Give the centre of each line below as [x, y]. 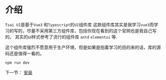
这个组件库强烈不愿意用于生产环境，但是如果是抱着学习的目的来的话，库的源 [83, 47]
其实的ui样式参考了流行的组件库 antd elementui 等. [66, 37]
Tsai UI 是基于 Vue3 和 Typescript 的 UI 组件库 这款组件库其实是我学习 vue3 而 [80, 25]
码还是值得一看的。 [25, 53]
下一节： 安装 [19, 72]
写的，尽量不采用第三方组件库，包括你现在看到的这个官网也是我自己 [83, 30]
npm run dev [17, 63]
